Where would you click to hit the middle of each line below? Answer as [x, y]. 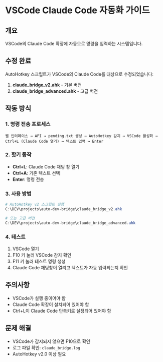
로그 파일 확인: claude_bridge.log [46, 347]
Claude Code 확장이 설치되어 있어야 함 [51, 304]
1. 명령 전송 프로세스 [28, 124]
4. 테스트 [16, 236]
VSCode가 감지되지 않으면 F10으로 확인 [51, 341]
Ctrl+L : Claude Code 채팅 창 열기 [46, 166]
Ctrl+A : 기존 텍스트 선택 [36, 173]
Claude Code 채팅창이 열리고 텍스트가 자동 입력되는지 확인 [70, 267]
